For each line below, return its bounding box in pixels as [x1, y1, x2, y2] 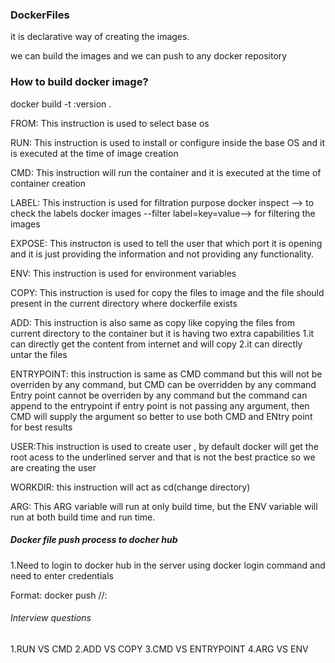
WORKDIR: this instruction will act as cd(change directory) [10, 481, 251, 493]
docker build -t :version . [10, 98, 112, 110]
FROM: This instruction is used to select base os [10, 117, 210, 129]
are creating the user [10, 461, 97, 473]
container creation [10, 177, 87, 189]
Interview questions [10, 612, 92, 624]
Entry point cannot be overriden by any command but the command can [10, 389, 308, 401]
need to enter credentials [10, 569, 114, 582]
